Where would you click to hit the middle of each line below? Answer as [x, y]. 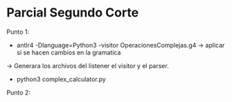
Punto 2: [18, 92]
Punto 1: [18, 32]
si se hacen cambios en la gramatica [69, 52]
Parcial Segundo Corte [73, 13]
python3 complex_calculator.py [61, 79]
